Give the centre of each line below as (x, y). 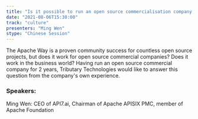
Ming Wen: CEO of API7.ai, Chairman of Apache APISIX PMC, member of (95, 104)
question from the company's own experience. (63, 76)
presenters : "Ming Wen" (36, 28)
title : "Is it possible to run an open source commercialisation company (99, 12)
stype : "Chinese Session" (38, 34)
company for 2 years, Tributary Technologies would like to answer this (92, 69)
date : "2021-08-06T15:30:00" (42, 17)
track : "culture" (28, 22)
